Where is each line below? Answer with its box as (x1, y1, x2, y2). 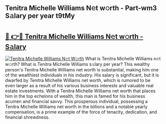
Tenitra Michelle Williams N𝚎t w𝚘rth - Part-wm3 (5, 4, 157, 12)
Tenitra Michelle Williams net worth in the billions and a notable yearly (5, 104, 148, 110)
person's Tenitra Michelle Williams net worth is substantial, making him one (5, 67, 159, 72)
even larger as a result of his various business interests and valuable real (5, 83, 154, 88)
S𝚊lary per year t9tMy (5, 12, 75, 20)
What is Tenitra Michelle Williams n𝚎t (85, 56, 161, 62)
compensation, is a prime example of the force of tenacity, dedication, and (5, 109, 157, 115)
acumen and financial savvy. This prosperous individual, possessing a (5, 99, 148, 104)
